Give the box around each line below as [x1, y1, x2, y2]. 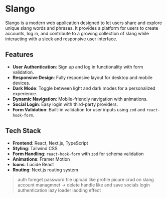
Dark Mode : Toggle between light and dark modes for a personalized [12, 85, 155, 91]
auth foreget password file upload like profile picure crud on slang [17, 176, 154, 182]
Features [5, 50, 34, 59]
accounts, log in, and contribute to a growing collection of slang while [5, 30, 149, 36]
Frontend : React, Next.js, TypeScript [12, 140, 89, 146]
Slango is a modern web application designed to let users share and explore [5, 20, 162, 26]
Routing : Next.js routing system [12, 167, 79, 173]
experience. [12, 90, 38, 96]
